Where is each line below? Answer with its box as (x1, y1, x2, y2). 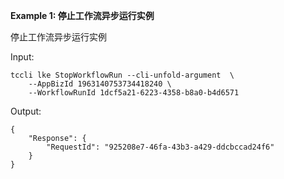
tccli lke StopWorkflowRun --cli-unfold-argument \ (10, 70, 235, 80)
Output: (10, 105, 42, 117)
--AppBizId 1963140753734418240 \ (28, 79, 172, 89)
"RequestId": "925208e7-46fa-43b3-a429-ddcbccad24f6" (46, 142, 275, 152)
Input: (10, 51, 35, 63)
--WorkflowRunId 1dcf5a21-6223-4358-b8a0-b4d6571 (28, 88, 240, 98)
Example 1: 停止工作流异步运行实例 (10, 10, 155, 21)
